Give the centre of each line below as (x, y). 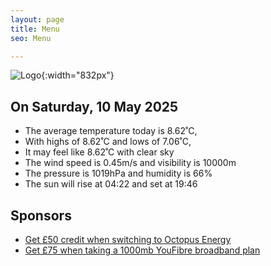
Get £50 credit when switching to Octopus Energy (128, 239)
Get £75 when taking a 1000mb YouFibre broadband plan (142, 250)
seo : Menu (31, 38)
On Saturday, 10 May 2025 (94, 106)
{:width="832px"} (78, 75)
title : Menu (35, 29)
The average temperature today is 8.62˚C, (111, 131)
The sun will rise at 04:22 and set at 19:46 (111, 184)
